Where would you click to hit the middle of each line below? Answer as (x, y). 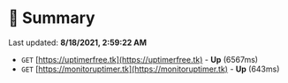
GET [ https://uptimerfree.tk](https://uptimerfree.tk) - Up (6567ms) (139, 59)
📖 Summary (52, 18)
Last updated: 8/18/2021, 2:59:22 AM (78, 42)
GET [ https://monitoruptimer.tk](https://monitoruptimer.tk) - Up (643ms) (150, 69)
